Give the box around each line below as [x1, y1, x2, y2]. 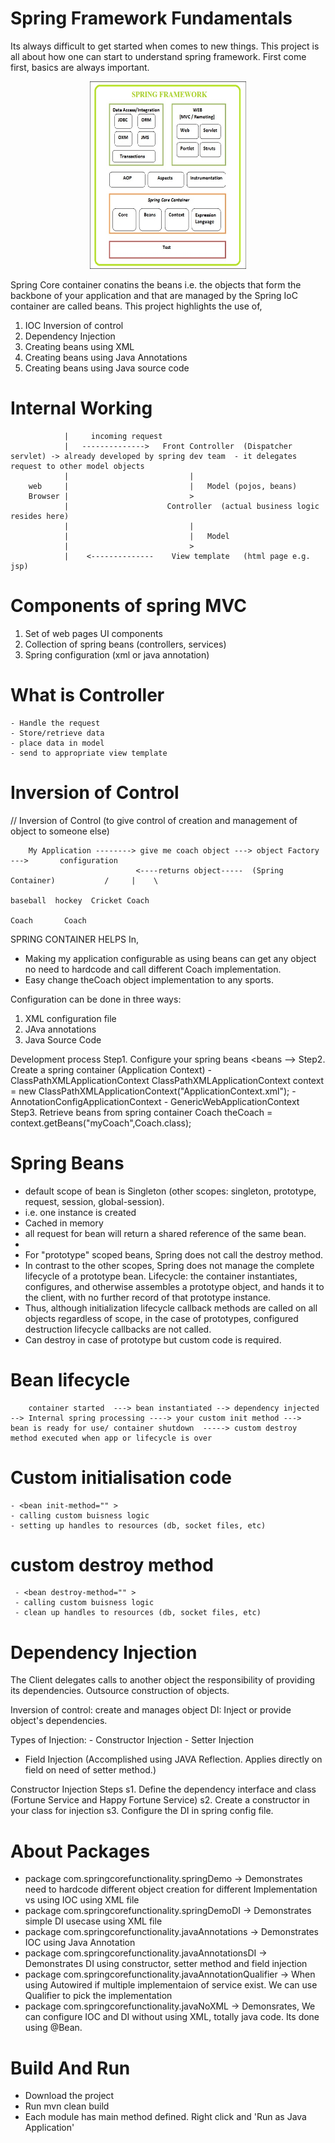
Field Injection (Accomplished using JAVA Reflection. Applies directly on [24, 1753, 323, 1766]
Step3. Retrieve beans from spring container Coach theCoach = [10, 1106, 273, 1118]
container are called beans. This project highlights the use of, [10, 300, 263, 312]
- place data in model [10, 738, 105, 748]
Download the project [24, 2090, 115, 2102]
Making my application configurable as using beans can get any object [24, 952, 317, 964]
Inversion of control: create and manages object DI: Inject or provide [10, 1704, 292, 1716]
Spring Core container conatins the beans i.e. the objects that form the [10, 278, 302, 291]
